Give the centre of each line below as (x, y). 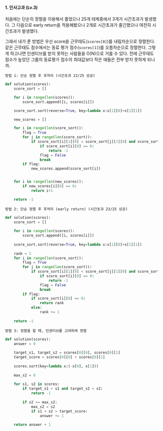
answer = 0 (25, 344)
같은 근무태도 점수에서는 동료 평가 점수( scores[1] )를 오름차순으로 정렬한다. (76, 47)
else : (36, 308)
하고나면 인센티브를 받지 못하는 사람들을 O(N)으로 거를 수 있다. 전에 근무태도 (82, 54)
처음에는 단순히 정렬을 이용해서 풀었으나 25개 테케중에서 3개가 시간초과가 (74, 19)
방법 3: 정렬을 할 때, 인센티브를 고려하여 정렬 (46, 331)
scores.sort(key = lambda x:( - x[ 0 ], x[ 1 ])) (56, 366)
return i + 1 (42, 191)
